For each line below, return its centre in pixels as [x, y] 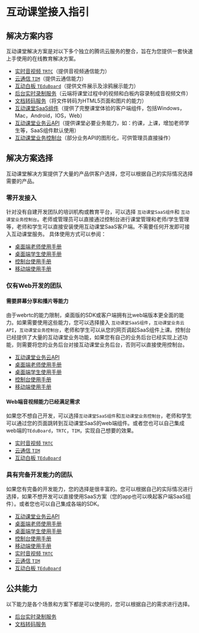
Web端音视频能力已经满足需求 [43, 401]
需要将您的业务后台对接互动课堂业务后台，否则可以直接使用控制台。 [105, 345]
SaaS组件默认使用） [55, 130]
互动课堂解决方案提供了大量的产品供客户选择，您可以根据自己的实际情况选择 [99, 173]
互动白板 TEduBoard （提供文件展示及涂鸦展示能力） [77, 86]
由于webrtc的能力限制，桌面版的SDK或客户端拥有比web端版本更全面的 [93, 315]
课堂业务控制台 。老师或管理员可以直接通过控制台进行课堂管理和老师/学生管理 [98, 219]
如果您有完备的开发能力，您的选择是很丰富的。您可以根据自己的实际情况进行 [99, 489]
